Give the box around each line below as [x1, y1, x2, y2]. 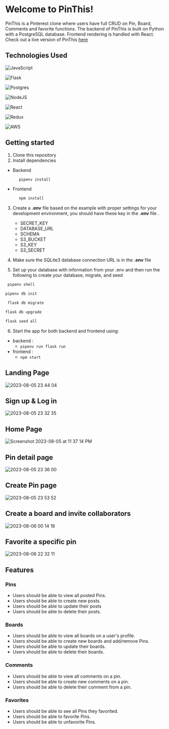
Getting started [5, 138, 55, 147]
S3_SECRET [20, 247, 46, 253]
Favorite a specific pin [5, 537, 77, 546]
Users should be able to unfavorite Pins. [12, 719, 96, 725]
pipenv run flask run [20, 344, 66, 349]
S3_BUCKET [20, 236, 47, 242]
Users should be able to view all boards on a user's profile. [12, 633, 136, 639]
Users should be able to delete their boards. [12, 649, 105, 655]
